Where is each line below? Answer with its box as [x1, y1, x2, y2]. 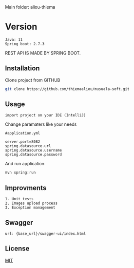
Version [5, 21, 38, 32]
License [5, 245, 30, 253]
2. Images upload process [5, 201, 57, 206]
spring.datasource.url [5, 144, 51, 149]
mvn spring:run [5, 170, 36, 175]
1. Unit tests [5, 197, 34, 202]
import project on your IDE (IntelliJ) [5, 113, 86, 118]
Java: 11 [5, 37, 23, 42]
